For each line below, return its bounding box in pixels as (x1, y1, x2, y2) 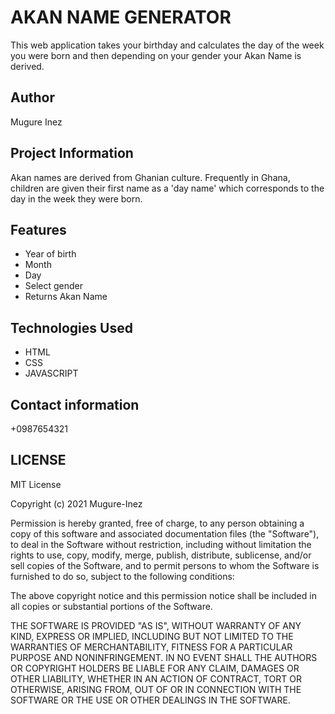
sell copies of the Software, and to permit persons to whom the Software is (10, 559, 320, 571)
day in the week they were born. (10, 192, 143, 205)
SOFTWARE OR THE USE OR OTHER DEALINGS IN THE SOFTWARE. (10, 694, 291, 706)
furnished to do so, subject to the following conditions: (10, 570, 235, 582)
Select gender (24, 280, 84, 292)
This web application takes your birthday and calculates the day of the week (10, 39, 325, 51)
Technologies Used (10, 319, 133, 336)
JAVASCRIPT (24, 367, 79, 380)
